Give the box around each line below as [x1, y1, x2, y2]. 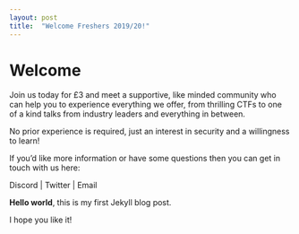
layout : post [9, 13, 58, 22]
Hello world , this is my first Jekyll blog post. [9, 197, 172, 208]
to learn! [9, 135, 40, 146]
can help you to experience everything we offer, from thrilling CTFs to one [9, 100, 282, 110]
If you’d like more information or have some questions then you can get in [9, 153, 281, 164]
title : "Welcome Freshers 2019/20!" [9, 22, 150, 30]
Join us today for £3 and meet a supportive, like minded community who [9, 90, 277, 100]
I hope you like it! [9, 214, 73, 225]
